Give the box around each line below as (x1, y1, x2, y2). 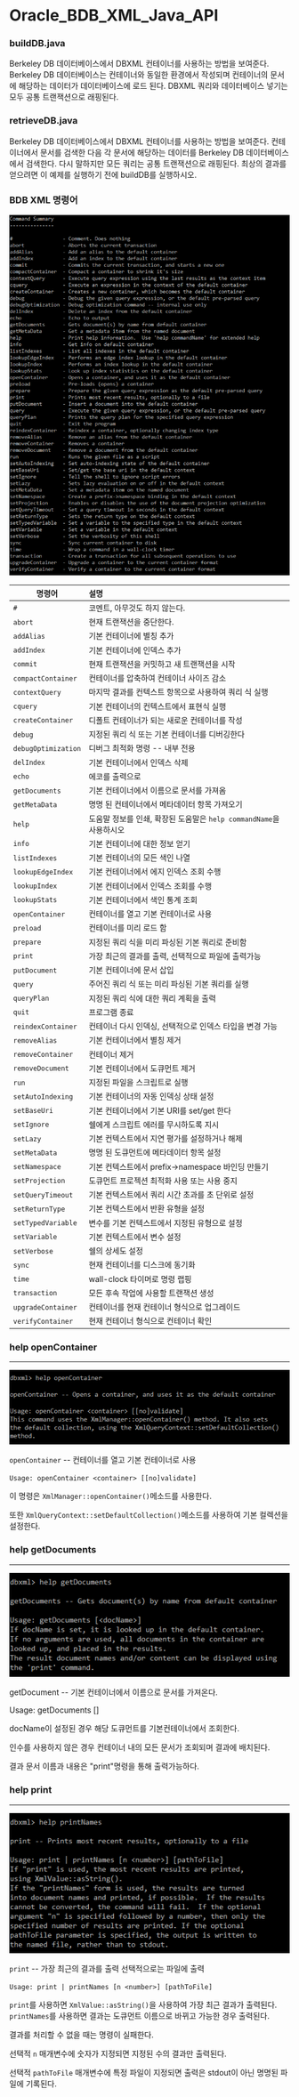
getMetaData (12, 800, 58, 810)
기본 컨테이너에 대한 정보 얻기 (88, 838, 191, 849)
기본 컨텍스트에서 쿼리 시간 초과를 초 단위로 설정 (88, 1190, 255, 1200)
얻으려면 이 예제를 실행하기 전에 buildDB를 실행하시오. (9, 169, 198, 180)
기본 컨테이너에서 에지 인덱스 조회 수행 (88, 867, 222, 877)
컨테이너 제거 (88, 1049, 134, 1060)
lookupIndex (12, 882, 58, 891)
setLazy (12, 1134, 42, 1143)
